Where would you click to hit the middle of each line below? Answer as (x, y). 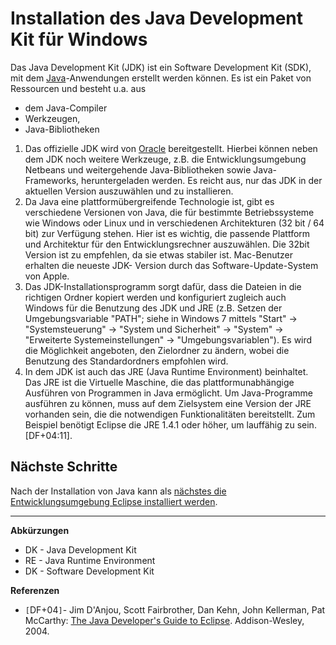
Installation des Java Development (157, 18)
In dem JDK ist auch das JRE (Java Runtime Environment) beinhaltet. (166, 371)
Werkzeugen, (52, 118)
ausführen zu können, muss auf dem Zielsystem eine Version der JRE (168, 403)
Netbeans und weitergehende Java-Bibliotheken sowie (138, 169)
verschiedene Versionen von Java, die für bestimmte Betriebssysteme (169, 212)
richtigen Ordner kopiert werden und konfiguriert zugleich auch (155, 297)
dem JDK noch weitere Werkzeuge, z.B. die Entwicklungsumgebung (165, 159)
